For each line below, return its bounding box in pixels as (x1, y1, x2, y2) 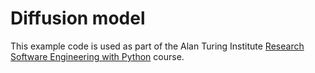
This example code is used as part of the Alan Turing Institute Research (10, 40, 305, 52)
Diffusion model (10, 7, 146, 30)
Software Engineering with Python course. (10, 50, 185, 62)
